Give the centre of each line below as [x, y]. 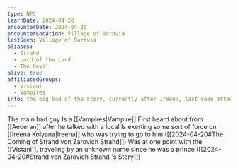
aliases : [20, 47]
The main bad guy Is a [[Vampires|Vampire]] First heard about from [105, 119]
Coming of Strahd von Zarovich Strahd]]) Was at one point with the [105, 142]
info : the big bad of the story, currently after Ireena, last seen [110, 100]
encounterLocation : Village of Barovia [66, 34]
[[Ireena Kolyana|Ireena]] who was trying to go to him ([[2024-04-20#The [115, 134]
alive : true [25, 73]
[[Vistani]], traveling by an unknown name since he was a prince [101, 149]
